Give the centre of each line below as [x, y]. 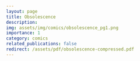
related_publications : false [41, 44]
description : [22, 22]
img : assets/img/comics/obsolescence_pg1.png [62, 28]
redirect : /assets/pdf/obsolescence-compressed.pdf [70, 49]
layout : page [22, 11]
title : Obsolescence [31, 17]
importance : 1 [23, 33]
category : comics [27, 38]
